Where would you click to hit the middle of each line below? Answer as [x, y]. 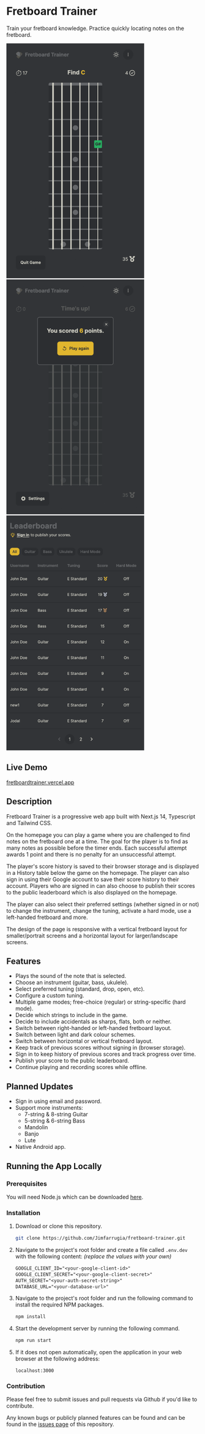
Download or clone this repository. [58, 1226]
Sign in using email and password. [58, 1101]
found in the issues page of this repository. [60, 1424]
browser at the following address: [57, 1359]
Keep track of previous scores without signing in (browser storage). [100, 1048]
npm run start [33, 1340]
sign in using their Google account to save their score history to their [93, 879]
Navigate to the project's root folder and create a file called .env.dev [101, 1250]
